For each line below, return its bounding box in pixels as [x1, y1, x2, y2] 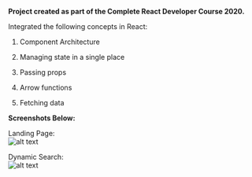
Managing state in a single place [19, 53, 125, 61]
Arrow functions [19, 83, 72, 92]
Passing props [19, 68, 67, 77]
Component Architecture [19, 37, 100, 46]
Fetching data [19, 98, 65, 107]
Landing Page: [8, 129, 55, 138]
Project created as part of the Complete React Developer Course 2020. [8, 7, 245, 16]
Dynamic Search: [8, 153, 65, 161]
